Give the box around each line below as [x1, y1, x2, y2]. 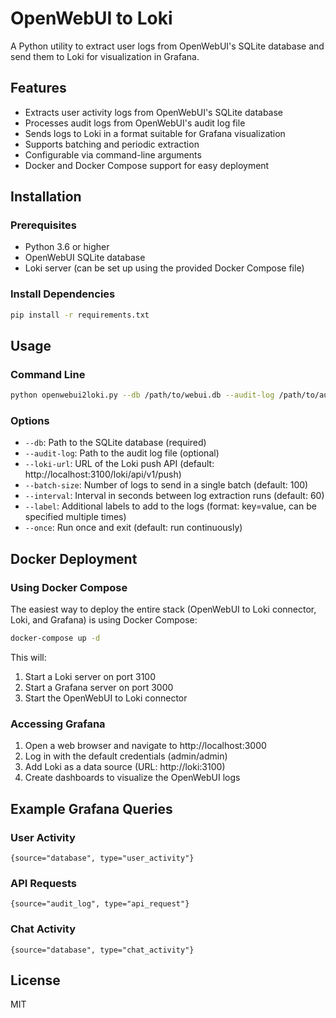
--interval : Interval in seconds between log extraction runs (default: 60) [24, 490, 325, 502]
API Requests [10, 876, 78, 890]
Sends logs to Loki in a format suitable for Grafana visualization [24, 127, 286, 139]
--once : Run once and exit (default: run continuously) [24, 522, 243, 534]
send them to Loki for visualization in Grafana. [10, 50, 200, 62]
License [10, 972, 61, 989]
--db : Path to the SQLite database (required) [24, 437, 207, 449]
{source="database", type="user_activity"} [10, 853, 195, 864]
